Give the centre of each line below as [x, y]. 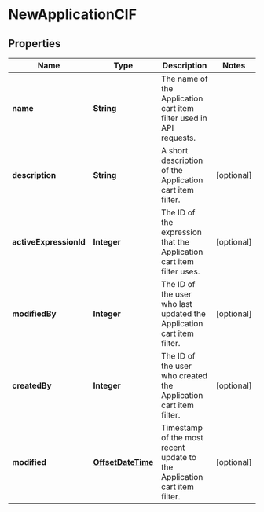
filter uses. [180, 271]
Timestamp [181, 428]
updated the [183, 314]
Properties [35, 44]
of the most [182, 438]
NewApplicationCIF [73, 15]
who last [176, 304]
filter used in [184, 118]
